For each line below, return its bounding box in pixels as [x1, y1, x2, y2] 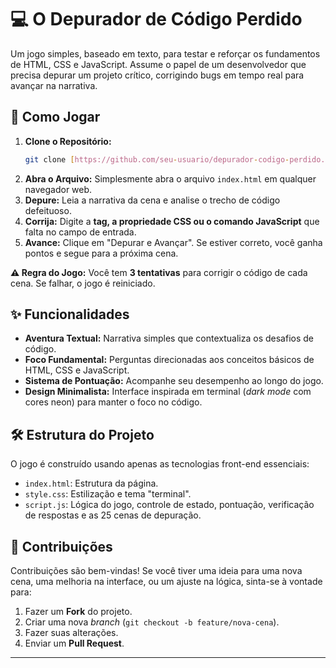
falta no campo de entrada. [24, 226, 137, 238]
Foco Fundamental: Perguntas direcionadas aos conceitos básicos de [24, 354, 315, 366]
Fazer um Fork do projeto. [24, 606, 133, 618]
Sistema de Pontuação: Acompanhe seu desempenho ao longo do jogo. [24, 375, 324, 387]
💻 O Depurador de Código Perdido [10, 8, 303, 31]
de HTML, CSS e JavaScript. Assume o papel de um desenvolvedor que [10, 58, 307, 70]
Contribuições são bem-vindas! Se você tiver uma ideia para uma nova [10, 565, 303, 577]
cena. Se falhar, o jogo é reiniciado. [10, 277, 156, 289]
